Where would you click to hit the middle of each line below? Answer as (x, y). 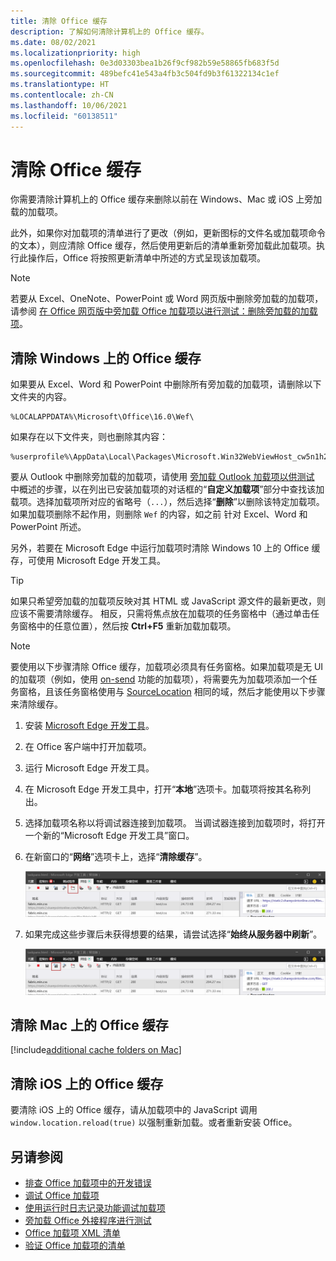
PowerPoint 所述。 (48, 527)
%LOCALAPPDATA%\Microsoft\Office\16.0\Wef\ (102, 417)
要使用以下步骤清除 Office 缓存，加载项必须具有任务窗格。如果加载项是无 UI (167, 667)
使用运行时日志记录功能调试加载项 (95, 1207)
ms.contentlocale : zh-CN (62, 95)
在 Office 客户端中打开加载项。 (88, 747)
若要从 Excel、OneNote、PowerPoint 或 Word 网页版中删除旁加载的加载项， (167, 299)
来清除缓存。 (36, 704)
